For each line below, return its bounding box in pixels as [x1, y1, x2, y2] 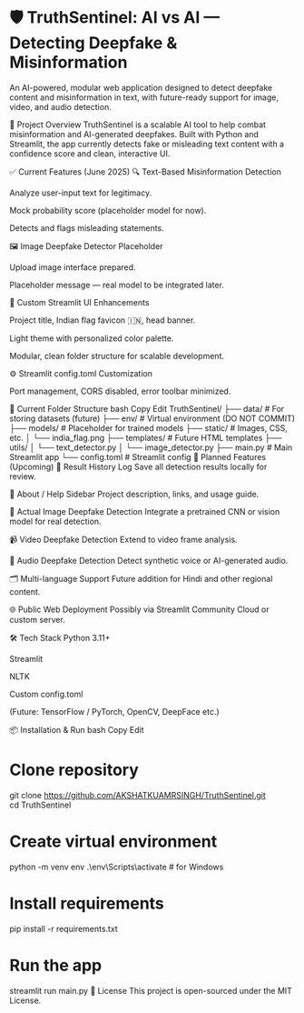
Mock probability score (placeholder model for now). [9, 205, 207, 216]
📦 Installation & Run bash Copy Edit [9, 724, 144, 735]
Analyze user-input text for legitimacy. [9, 187, 152, 198]
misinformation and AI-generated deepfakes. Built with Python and [9, 128, 259, 139]
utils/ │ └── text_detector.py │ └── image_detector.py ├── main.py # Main [9, 442, 293, 453]
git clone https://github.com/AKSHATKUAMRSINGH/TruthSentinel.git [9, 789, 266, 800]
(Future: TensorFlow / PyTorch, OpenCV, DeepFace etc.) [9, 706, 220, 717]
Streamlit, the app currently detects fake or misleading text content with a [9, 138, 284, 149]
